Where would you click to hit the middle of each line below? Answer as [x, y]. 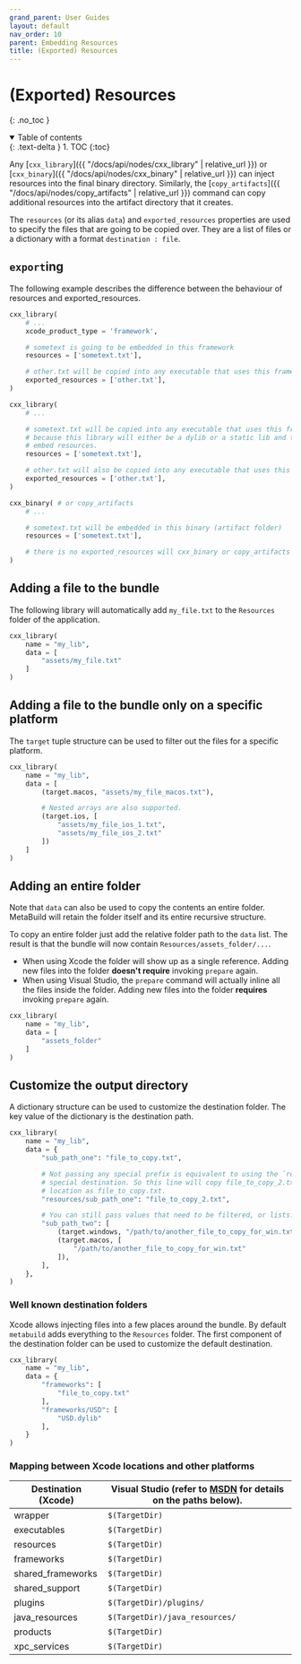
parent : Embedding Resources [64, 43]
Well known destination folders [78, 1305]
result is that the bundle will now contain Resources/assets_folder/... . [140, 944]
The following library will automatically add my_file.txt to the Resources [142, 609]
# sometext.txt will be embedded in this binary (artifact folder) [154, 528]
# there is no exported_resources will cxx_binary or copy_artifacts [158, 552]
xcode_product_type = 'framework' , [92, 331]
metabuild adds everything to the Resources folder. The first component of [146, 1334]
